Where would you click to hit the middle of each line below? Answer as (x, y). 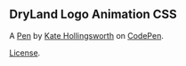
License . (25, 53)
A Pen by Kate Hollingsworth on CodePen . (87, 35)
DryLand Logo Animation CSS (93, 15)
